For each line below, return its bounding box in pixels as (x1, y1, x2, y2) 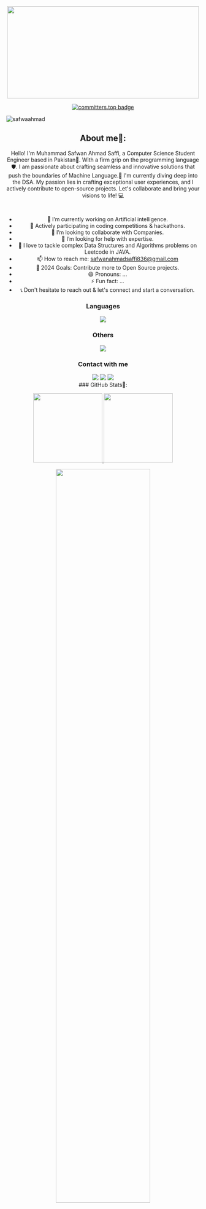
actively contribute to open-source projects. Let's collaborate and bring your (6, 184, 200, 192)
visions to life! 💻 (82, 192, 124, 199)
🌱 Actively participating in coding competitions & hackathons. (29, 222, 185, 229)
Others (92, 331, 114, 340)
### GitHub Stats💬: (78, 381, 128, 388)
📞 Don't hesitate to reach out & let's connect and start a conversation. (20, 286, 195, 294)
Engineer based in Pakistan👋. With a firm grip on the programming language (7, 156, 199, 163)
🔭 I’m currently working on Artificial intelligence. (47, 216, 169, 223)
